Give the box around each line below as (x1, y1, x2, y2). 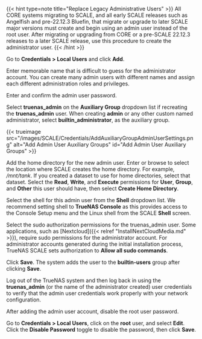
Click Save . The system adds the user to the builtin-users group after (6, 258, 180, 266)
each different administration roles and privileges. (6, 80, 130, 87)
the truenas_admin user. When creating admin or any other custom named (6, 110, 193, 117)
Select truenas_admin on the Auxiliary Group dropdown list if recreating (6, 104, 188, 111)
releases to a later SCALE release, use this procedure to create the (6, 38, 172, 44)
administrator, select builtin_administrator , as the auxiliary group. (6, 116, 170, 123)
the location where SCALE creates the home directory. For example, (6, 166, 175, 173)
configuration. (6, 296, 41, 303)
